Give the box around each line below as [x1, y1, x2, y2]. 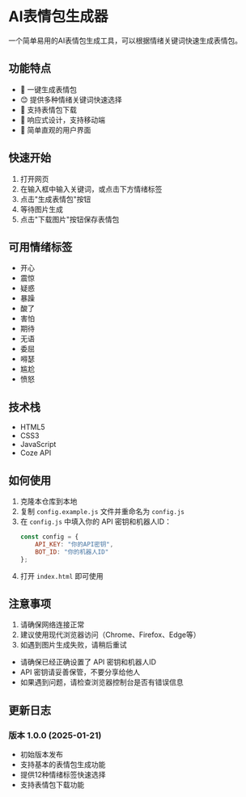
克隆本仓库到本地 [19, 496, 78, 506]
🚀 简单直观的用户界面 [19, 124, 91, 134]
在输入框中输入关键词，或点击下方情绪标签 [19, 183, 163, 194]
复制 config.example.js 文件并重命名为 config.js [19, 507, 184, 516]
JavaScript [19, 440, 57, 449]
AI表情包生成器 [8, 7, 108, 26]
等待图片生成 [19, 204, 63, 214]
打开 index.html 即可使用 [19, 571, 104, 580]
